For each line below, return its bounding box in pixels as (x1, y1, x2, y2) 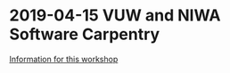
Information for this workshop (9, 53, 119, 64)
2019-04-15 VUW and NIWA (9, 5, 221, 26)
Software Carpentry (9, 24, 160, 45)
